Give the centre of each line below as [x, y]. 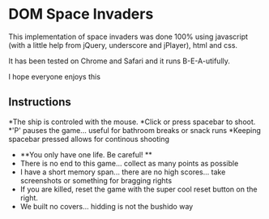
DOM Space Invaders [81, 14]
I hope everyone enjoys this [55, 76]
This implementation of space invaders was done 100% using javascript [128, 36]
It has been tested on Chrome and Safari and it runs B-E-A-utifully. [120, 61]
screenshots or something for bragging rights [96, 180]
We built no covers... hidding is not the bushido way [107, 206]
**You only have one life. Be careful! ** [86, 154]
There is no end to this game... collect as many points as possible [129, 163]
